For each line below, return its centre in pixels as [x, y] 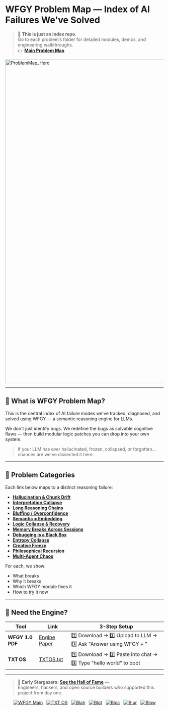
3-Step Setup [116, 627]
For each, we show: [26, 566]
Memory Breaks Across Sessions [48, 529]
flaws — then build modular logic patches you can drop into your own [77, 434]
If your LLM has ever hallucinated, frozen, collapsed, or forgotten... [87, 449]
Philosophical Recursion [38, 551]
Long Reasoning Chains [38, 508]
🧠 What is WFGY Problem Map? [55, 401]
